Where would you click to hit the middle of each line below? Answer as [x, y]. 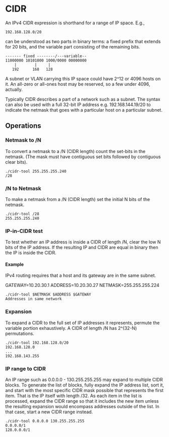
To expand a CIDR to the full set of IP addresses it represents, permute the [82, 323]
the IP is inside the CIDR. [31, 253]
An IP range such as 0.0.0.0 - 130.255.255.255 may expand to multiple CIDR [84, 380]
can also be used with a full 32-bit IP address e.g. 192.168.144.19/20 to [78, 105]
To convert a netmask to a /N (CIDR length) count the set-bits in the [75, 151]
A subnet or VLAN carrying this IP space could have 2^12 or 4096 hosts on [83, 78]
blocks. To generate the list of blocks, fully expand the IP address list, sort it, [85, 385]
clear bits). [16, 162]
